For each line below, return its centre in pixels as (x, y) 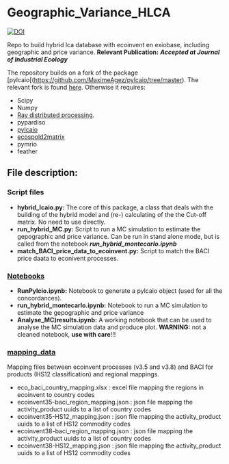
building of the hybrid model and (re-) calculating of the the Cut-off (112, 214)
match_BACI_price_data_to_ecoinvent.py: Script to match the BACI (113, 250)
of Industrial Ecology (38, 59)
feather (27, 151)
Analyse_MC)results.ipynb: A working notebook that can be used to (114, 320)
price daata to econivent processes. (68, 258)
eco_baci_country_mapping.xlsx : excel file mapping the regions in (110, 387)
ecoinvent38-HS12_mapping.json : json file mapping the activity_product (119, 446)
